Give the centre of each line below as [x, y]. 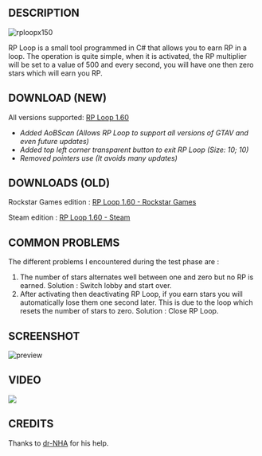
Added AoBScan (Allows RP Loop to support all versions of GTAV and [134, 133]
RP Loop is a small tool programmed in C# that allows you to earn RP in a [127, 48]
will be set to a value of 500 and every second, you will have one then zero [131, 64]
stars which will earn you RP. [55, 73]
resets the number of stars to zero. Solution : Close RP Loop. [119, 311]
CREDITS [31, 424]
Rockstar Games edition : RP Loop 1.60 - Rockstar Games [102, 202]
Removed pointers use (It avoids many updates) [98, 158]
